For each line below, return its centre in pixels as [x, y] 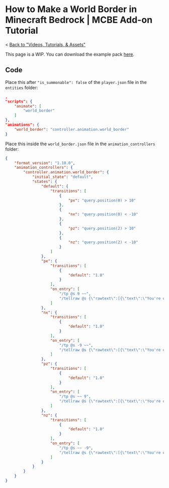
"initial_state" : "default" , [63, 177]
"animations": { [22, 125]
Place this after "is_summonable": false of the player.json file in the [76, 82]
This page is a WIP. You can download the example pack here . [70, 54]
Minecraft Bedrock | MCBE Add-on [79, 20]
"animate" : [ [28, 106]
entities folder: [22, 87]
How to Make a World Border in [71, 9]
